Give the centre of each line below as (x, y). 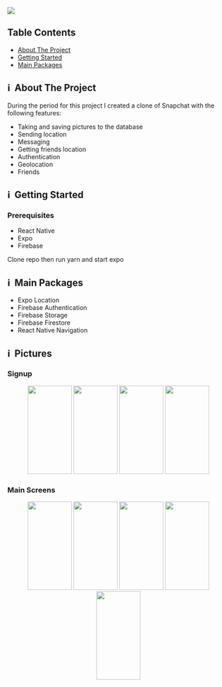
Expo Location (38, 300)
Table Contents (42, 33)
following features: (35, 112)
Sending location (42, 134)
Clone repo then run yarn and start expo (66, 260)
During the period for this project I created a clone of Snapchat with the (111, 105)
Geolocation (35, 164)
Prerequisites (31, 215)
